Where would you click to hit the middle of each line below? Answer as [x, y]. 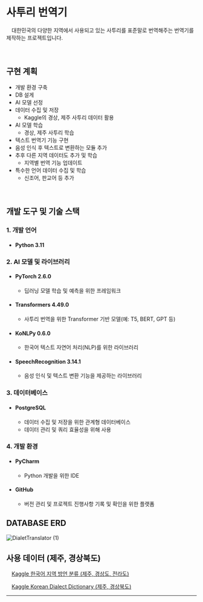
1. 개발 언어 [21, 230]
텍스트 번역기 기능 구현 [42, 140]
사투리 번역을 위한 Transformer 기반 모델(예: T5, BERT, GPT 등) [100, 319]
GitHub [24, 490]
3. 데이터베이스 [27, 393]
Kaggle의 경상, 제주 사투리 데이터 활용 [69, 117]
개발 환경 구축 [31, 87]
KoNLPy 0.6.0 [33, 333]
